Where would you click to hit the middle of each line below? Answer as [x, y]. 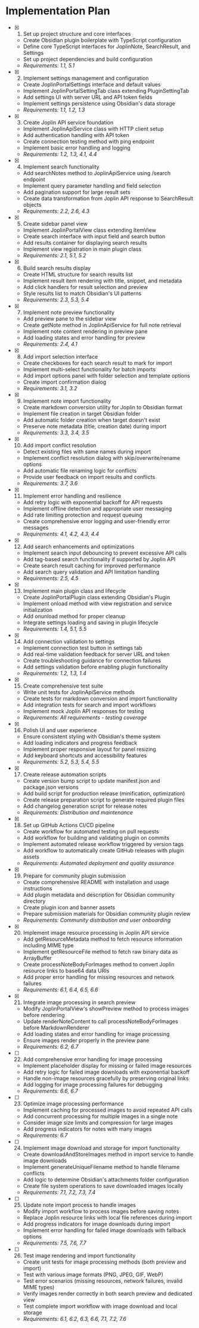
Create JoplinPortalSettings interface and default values [92, 84]
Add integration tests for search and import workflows [89, 705]
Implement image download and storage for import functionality [101, 1147]
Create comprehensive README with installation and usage [96, 882]
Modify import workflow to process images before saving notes [101, 1211]
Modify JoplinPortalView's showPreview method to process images [106, 1009]
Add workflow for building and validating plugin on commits [96, 838]
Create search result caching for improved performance [92, 565]
